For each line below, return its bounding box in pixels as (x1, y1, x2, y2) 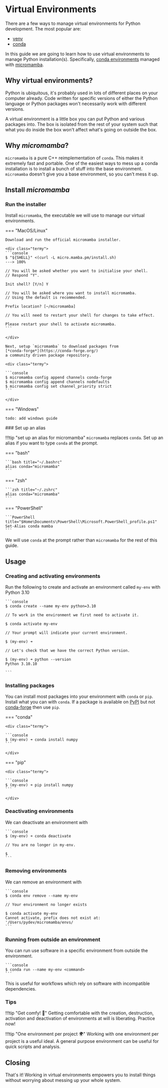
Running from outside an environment (5, 936, 101, 943)
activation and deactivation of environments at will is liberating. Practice (5, 1015, 155, 1022)
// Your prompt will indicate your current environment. (5, 630, 128, 635)
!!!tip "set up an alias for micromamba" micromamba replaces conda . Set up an (5, 435, 163, 441)
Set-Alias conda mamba (5, 524, 53, 529)
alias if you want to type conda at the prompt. (5, 440, 99, 446)
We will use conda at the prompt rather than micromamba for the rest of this (5, 537, 158, 543)
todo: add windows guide (5, 416, 58, 421)
